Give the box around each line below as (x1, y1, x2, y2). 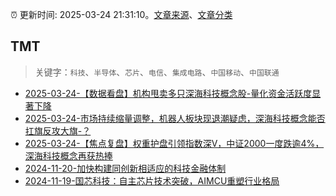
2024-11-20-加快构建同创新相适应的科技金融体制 (24, 162, 227, 174)
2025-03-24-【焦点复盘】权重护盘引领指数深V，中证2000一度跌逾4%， (24, 137, 325, 149)
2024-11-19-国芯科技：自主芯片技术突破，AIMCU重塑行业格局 (24, 174, 280, 187)
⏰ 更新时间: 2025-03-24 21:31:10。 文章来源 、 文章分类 (10, 9, 233, 20)
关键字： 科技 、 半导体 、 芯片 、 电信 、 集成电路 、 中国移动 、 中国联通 (34, 66, 280, 78)
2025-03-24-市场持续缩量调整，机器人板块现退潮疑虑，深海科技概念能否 (24, 112, 326, 124)
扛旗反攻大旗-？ (24, 124, 92, 137)
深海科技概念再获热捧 (24, 149, 113, 162)
